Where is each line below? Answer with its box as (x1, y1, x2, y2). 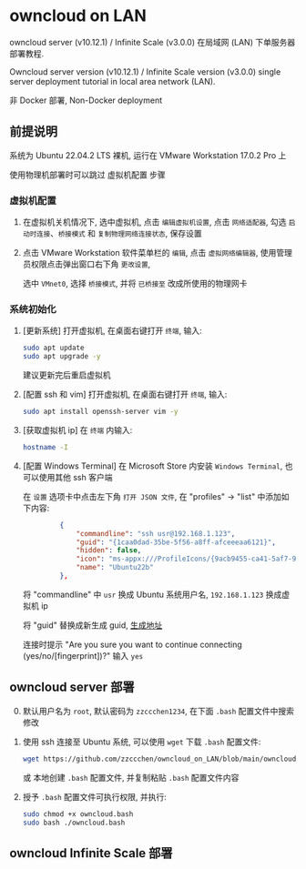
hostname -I (22, 442, 68, 451)
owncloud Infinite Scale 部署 (9, 845, 173, 861)
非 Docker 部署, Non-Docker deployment (9, 95, 162, 106)
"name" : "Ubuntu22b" (76, 563, 154, 572)
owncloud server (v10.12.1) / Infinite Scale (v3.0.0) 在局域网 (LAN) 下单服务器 (9, 36, 296, 47)
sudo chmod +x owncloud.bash (22, 809, 134, 819)
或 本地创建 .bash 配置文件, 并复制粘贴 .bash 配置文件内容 (22, 772, 240, 783)
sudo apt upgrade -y (22, 352, 101, 361)
